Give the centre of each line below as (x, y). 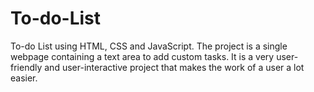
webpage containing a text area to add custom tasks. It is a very (142, 56)
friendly (26, 67)
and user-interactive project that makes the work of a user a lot (174, 67)
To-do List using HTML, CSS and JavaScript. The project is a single (149, 46)
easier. (24, 78)
